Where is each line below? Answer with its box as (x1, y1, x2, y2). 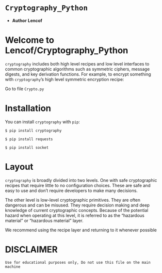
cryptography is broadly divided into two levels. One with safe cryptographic (5, 177, 157, 183)
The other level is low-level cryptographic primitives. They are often (5, 197, 141, 203)
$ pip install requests (5, 137, 53, 142)
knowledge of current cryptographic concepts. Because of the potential (5, 207, 149, 213)
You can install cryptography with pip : (5, 119, 80, 125)
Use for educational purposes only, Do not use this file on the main (5, 260, 151, 265)
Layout (5, 161, 33, 172)
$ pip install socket (5, 145, 49, 150)
